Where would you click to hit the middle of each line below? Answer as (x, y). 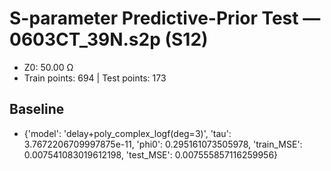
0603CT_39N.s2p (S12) (109, 39)
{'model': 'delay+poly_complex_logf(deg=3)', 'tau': (127, 133)
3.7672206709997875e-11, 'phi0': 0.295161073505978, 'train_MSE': (163, 144)
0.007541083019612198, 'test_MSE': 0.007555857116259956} (151, 154)
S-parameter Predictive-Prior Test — (165, 18)
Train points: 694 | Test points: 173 (95, 78)
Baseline (37, 109)
